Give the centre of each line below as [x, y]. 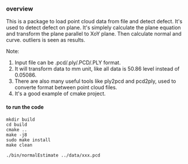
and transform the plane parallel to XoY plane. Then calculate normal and [94, 34]
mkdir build [20, 119]
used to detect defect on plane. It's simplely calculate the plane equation [93, 27]
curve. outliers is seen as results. [46, 40]
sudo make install [28, 140]
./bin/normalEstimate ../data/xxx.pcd [53, 155]
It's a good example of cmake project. [60, 94]
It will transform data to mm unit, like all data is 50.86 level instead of [97, 69]
